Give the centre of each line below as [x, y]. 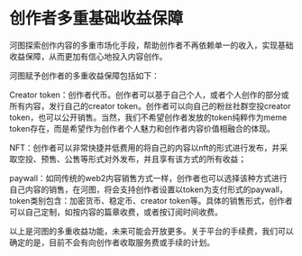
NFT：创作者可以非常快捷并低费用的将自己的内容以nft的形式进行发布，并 [145, 147]
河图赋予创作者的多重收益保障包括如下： [84, 75]
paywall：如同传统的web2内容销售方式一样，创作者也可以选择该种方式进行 [148, 178]
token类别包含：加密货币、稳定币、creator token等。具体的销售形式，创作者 [151, 200]
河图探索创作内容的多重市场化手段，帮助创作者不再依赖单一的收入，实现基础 [151, 45]
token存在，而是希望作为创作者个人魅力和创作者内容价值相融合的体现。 [142, 128]
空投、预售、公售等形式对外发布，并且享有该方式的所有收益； [131, 159]
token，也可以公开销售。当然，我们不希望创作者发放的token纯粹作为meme [148, 117]
